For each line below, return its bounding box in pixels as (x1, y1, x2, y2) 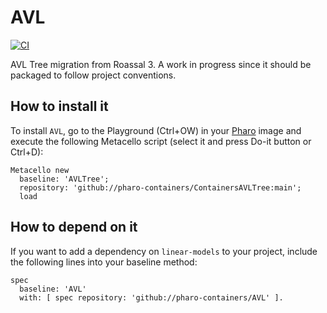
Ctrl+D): (10, 146, 44, 158)
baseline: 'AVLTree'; (19, 174, 110, 184)
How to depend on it (10, 219, 138, 236)
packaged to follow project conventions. (10, 69, 177, 81)
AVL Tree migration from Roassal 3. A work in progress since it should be (10, 58, 312, 70)
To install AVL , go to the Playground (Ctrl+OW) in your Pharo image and (10, 124, 302, 136)
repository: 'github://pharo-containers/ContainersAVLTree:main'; (19, 182, 302, 193)
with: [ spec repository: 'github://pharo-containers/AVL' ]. (19, 292, 284, 303)
